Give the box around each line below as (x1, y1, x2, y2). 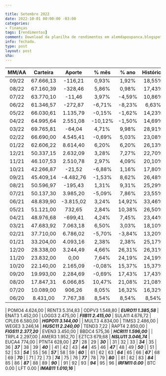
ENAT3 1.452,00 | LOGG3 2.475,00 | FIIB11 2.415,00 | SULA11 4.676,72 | (5, 313, 152, 319)
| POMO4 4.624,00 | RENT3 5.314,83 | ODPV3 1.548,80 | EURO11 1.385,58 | (5, 307, 159, 313)
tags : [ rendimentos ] (5, 30, 48, 35)
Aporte (65, 69, 83, 76)
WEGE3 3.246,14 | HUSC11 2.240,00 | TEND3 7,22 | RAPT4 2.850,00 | (5, 323, 148, 329)
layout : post (5, 48, 32, 54)
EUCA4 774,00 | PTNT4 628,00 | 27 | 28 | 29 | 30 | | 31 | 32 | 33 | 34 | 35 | (5, 339, 157, 345)
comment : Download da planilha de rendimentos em (5, 35, 110, 40)
